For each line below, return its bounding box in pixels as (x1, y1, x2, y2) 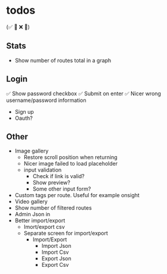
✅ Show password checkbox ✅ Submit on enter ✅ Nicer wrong (6, 90, 161, 97)
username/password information (6, 96, 86, 104)
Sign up (14, 108, 34, 115)
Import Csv (41, 248, 69, 256)
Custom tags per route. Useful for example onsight (14, 192, 140, 199)
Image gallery (14, 147, 49, 155)
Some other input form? (32, 185, 91, 192)
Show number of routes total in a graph (14, 57, 112, 64)
